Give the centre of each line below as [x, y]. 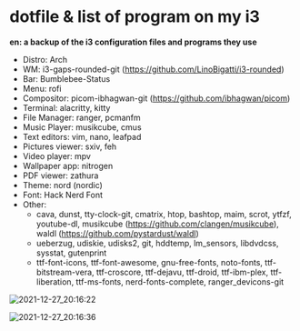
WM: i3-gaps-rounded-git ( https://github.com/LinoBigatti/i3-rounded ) [153, 69]
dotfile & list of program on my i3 [135, 17]
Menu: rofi [42, 88]
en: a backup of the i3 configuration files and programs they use [133, 42]
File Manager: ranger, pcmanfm [81, 117]
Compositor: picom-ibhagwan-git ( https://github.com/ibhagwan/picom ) [156, 98]
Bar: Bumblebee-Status [66, 78]
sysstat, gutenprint [71, 253]
